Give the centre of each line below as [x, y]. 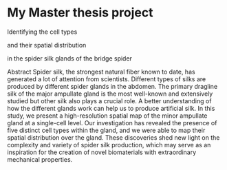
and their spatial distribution [47, 45]
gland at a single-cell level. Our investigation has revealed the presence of [112, 123]
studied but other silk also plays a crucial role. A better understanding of [109, 100]
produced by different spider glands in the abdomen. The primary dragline [112, 86]
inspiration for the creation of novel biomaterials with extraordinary [102, 152]
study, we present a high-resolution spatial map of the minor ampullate [107, 116]
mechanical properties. [40, 159]
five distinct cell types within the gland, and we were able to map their [106, 130]
